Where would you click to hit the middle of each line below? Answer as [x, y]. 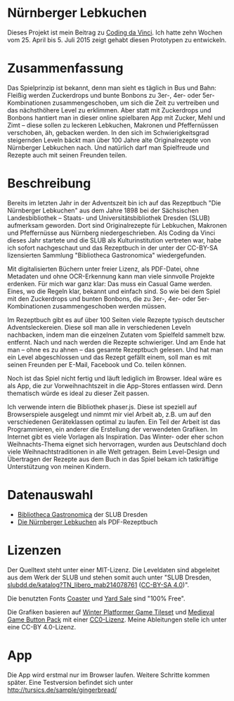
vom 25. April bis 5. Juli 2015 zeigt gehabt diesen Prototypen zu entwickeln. [117, 39]
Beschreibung [49, 184]
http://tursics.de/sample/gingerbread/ [62, 690]
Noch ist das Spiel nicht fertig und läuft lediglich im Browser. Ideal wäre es [115, 378]
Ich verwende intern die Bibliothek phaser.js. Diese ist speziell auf [102, 406]
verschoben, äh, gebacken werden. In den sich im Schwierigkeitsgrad [108, 132]
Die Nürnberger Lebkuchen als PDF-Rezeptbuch [87, 522]
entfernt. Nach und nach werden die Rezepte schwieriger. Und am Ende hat [117, 342]
